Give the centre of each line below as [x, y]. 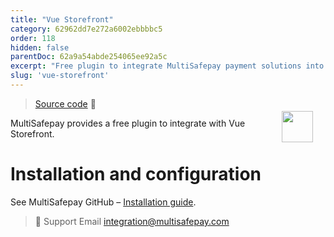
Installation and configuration [136, 174]
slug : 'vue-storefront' [60, 76]
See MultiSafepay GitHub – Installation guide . [103, 202]
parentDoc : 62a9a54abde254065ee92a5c [89, 57]
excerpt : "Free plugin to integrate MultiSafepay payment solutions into [167, 66]
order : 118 [33, 38]
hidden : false [40, 47]
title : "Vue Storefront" [62, 19]
